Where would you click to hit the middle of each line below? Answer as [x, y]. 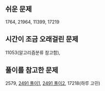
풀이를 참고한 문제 [32, 70]
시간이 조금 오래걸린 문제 [42, 39]
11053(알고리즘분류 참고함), [33, 52]
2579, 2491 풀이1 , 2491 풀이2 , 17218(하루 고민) [53, 83]
